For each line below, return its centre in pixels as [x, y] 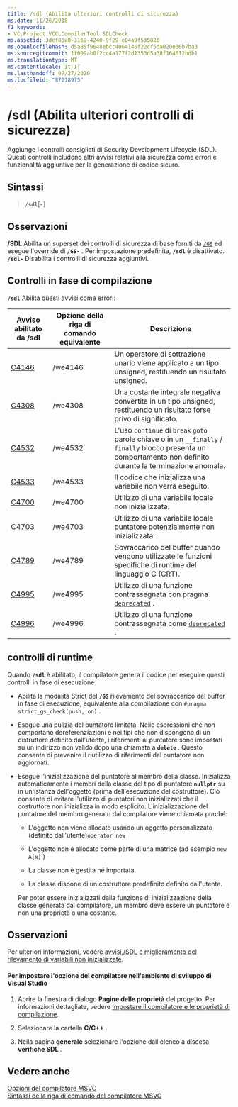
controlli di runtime [50, 658]
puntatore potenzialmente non [164, 527]
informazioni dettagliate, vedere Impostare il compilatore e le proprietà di [124, 1006]
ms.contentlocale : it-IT [44, 67]
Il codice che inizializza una [160, 477]
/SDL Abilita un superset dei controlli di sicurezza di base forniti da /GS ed [115, 243]
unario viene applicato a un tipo [167, 362]
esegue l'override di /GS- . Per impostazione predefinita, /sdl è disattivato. [116, 251]
